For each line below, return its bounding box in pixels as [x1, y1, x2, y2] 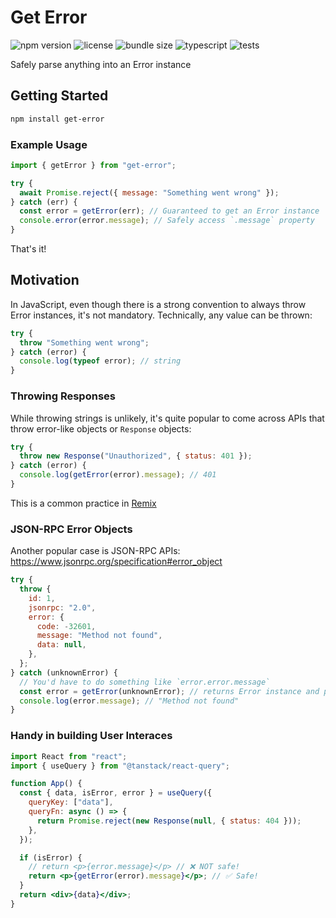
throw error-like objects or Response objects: [10, 422, 192, 435]
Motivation [10, 272, 80, 289]
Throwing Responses [10, 389, 116, 403]
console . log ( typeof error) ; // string [19, 356, 182, 366]
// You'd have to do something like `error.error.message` [19, 677, 271, 687]
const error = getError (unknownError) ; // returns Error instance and [19, 686, 320, 696]
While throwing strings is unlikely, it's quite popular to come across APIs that [10, 412, 325, 424]
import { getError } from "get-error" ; [10, 160, 177, 170]
